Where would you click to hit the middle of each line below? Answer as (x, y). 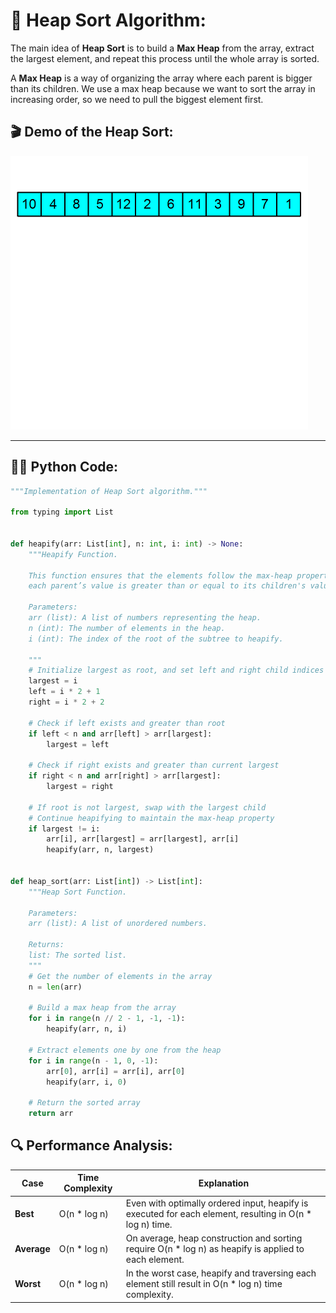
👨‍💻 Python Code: (64, 467)
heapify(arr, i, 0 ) (87, 1082)
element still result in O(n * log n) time (204, 1284)
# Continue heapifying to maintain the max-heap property (151, 818)
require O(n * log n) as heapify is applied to (215, 1248)
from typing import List (62, 512)
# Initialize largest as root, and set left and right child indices (176, 670)
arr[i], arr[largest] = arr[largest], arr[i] (143, 839)
